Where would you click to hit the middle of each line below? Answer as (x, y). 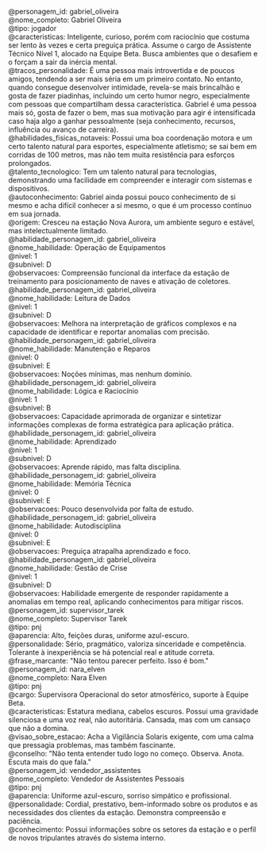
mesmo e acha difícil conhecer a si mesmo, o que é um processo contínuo (130, 205)
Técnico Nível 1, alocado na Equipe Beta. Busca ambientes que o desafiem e (133, 54)
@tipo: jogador (33, 28)
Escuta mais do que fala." (50, 762)
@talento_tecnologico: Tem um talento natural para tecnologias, (112, 171)
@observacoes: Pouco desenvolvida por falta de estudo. (101, 509)
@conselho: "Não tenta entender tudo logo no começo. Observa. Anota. (126, 754)
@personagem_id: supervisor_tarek (66, 610)
